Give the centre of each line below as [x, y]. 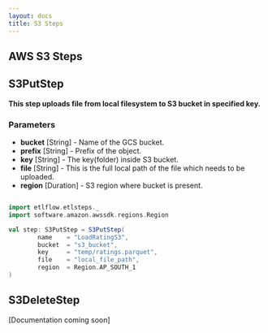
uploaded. [37, 177]
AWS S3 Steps [45, 56]
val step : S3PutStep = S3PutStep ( [67, 229]
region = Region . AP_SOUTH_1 [87, 268]
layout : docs [30, 16]
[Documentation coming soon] [60, 320]
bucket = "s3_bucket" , [78, 244]
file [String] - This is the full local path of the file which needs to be [132, 168]
